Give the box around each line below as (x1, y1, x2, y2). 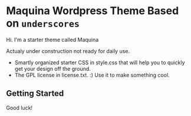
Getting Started (6, 88, 64, 98)
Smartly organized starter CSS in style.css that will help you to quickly (14, 59, 185, 66)
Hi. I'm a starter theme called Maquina (6, 36, 99, 43)
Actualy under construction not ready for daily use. (6, 47, 130, 54)
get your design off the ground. (14, 65, 91, 72)
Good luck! (6, 104, 33, 111)
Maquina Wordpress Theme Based (6, 4, 179, 18)
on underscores (6, 16, 80, 30)
